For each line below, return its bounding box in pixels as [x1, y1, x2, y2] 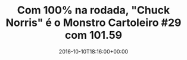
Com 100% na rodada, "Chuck [17, 4, 170, 17]
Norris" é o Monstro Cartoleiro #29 [5, 16, 182, 29]
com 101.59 [64, 29, 123, 42]
